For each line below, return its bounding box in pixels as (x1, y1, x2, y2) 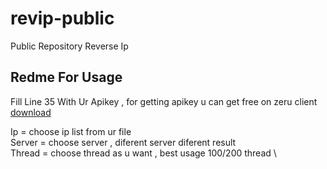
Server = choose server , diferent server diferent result (10, 136, 237, 148)
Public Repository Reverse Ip (10, 40, 129, 52)
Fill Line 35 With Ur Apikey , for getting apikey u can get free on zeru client (10, 95, 318, 107)
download (10, 106, 52, 118)
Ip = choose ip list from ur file (10, 125, 132, 137)
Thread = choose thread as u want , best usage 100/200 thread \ (10, 147, 277, 159)
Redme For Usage (10, 69, 123, 86)
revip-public (10, 7, 115, 30)
